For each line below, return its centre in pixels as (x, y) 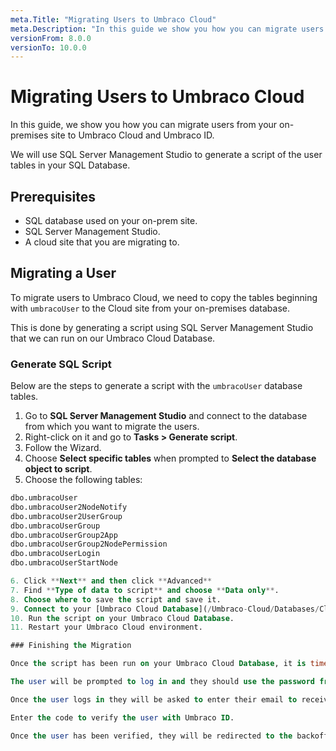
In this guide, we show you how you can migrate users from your (144, 125)
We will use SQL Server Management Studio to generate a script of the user (166, 155)
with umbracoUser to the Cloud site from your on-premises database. (150, 308)
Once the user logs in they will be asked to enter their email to (154, 699)
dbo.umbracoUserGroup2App (64, 535)
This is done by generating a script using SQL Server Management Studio (162, 327)
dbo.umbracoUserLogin (55, 554)
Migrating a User (63, 273)
